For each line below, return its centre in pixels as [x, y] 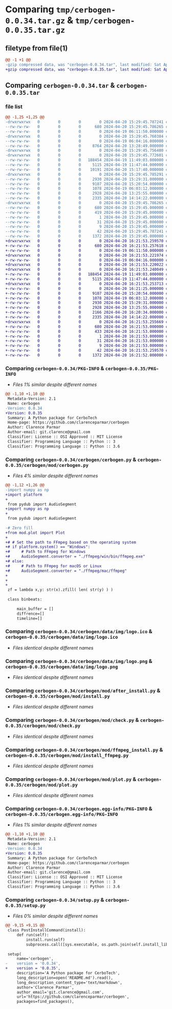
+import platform [24, 495]
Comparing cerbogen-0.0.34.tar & [60, 85]
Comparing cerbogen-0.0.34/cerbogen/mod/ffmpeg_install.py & [84, 749]
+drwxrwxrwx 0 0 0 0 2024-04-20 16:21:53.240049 [84, 270]
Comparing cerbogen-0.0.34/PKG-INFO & [55, 368]
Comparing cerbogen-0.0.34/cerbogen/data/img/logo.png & [79, 661]
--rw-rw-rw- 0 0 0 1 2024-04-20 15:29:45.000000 [84, 217]
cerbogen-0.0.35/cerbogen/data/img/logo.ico [62, 637]
